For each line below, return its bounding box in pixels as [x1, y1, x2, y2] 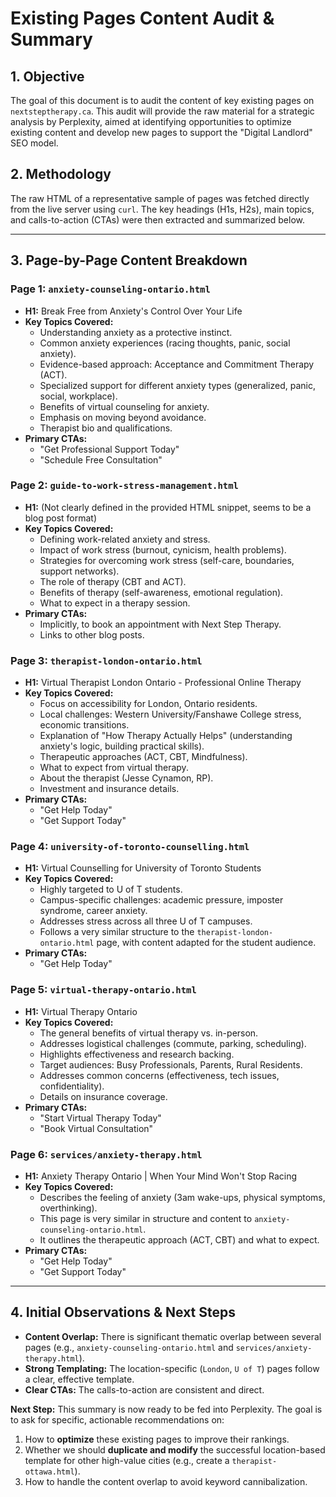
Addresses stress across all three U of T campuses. [39, 915, 253, 927]
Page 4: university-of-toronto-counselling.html [10, 840, 250, 854]
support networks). [39, 565, 120, 577]
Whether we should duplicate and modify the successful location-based [24, 1443, 326, 1456]
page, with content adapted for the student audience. [96, 937, 317, 949]
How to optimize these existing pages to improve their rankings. [24, 1433, 290, 1445]
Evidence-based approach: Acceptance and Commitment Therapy [39, 358, 315, 370]
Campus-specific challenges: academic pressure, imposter [39, 894, 284, 906]
